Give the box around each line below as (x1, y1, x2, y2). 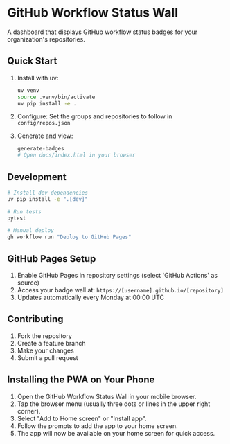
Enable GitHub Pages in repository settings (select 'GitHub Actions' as (17, 272, 218, 279)
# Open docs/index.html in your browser (17, 152, 136, 159)
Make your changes (17, 346, 74, 355)
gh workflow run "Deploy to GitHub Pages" (7, 233, 132, 240)
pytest (7, 215, 26, 222)
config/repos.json (17, 120, 71, 127)
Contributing (7, 313, 64, 325)
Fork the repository (17, 331, 73, 340)
